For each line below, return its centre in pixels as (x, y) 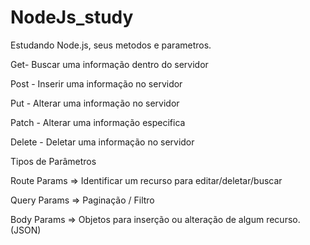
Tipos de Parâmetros (53, 161)
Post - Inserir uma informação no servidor (96, 83)
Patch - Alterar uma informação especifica (98, 122)
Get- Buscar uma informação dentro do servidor (109, 64)
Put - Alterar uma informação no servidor (95, 103)
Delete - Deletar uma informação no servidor (102, 142)
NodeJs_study (72, 17)
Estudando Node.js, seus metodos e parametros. (111, 45)
